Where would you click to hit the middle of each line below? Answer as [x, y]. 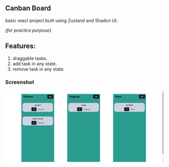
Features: [21, 46]
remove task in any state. [38, 69]
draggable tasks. [30, 58]
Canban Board [28, 8]
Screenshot [20, 82]
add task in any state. [35, 64]
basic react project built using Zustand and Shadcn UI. [62, 20]
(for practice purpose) [28, 30]
